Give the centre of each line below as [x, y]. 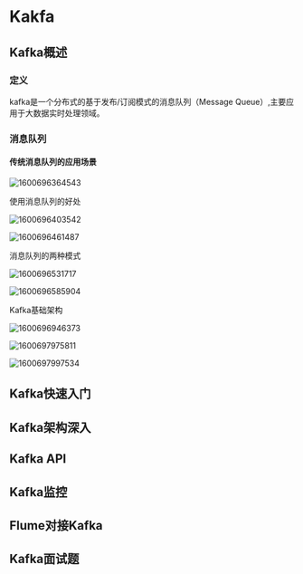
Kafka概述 [38, 52]
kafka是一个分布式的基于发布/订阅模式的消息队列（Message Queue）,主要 [148, 101]
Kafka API [38, 459]
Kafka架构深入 [51, 427]
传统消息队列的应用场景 [53, 162]
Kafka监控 [38, 492]
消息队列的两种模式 [45, 256]
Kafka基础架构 [36, 310]
